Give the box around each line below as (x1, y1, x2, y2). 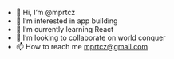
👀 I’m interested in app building (15, 16, 118, 26)
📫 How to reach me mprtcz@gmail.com (15, 42, 148, 51)
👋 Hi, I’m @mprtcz (15, 8, 76, 17)
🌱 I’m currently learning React (15, 25, 114, 33)
